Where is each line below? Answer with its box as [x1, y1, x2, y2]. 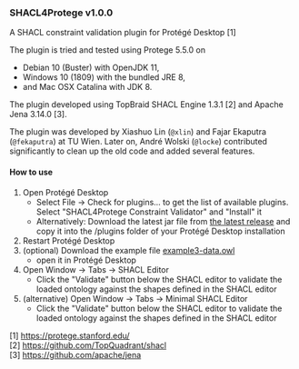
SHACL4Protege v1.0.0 [9, 6, 114, 19]
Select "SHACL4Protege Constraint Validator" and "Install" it [35, 206, 262, 217]
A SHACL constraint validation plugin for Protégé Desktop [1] [9, 27, 236, 38]
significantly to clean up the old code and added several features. [9, 145, 255, 156]
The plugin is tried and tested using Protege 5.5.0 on [9, 45, 206, 55]
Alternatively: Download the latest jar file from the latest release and [35, 215, 291, 226]
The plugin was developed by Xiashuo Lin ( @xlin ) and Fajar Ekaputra [9, 126, 266, 137]
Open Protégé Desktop [22, 186, 109, 197]
